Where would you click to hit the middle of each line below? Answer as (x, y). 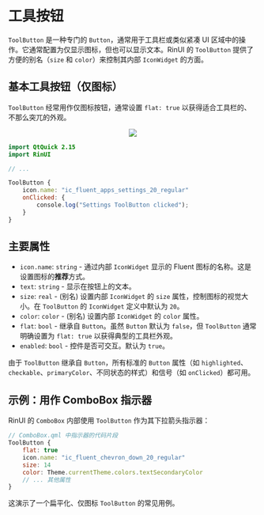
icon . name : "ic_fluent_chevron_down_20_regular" (104, 457)
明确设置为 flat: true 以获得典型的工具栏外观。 (98, 336)
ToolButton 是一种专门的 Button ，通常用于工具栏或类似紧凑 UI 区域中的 (124, 40)
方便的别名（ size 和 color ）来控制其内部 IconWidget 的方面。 (108, 59)
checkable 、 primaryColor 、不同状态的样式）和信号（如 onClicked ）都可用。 (132, 373)
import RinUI (30, 154)
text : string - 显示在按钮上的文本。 (77, 286)
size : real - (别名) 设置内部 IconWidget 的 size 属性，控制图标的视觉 (130, 297)
